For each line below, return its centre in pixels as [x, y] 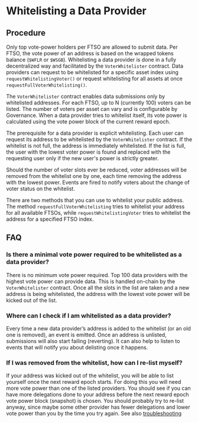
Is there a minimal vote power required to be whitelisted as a [94, 255]
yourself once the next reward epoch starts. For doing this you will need [94, 382]
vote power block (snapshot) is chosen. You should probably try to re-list [95, 401]
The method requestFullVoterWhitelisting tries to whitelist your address [95, 206]
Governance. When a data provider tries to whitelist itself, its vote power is [97, 115]
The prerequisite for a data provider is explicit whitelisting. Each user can [95, 133]
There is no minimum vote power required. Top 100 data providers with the [97, 275]
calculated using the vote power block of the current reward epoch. [88, 122]
